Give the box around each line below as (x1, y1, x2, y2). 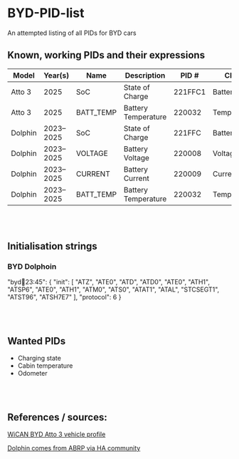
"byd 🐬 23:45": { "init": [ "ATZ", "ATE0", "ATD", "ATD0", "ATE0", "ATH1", (7, 278, 210, 287)
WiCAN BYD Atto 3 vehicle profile (7, 430, 106, 439)
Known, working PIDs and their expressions (7, 49, 205, 61)
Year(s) (43, 70, 70, 80)
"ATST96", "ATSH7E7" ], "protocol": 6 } (7, 293, 122, 301)
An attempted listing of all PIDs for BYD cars (7, 29, 137, 37)
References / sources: (7, 411, 108, 423)
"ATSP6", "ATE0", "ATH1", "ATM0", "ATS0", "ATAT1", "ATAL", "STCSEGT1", (7, 285, 220, 294)
